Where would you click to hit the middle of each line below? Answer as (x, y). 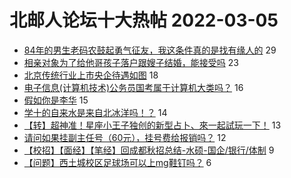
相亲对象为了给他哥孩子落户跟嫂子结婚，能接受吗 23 (131, 62)
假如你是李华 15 (56, 100)
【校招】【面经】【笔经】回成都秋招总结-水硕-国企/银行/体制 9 (149, 150)
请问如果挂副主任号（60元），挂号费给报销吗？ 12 (125, 137)
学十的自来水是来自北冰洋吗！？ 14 (95, 112)
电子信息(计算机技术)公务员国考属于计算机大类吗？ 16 (133, 87)
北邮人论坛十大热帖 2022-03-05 (144, 20)
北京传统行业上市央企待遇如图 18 (91, 75)
